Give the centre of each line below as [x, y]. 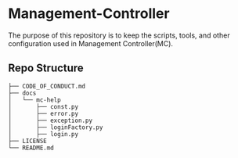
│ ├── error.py [43, 113]
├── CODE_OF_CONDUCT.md [47, 86]
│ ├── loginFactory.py [56, 127]
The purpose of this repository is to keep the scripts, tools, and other [119, 35]
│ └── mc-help [34, 100]
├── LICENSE [27, 141]
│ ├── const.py [43, 106]
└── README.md [31, 148]
